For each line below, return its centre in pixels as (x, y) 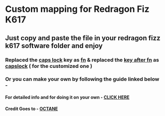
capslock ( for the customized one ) (49, 66)
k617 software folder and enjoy (54, 46)
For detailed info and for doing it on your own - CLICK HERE (67, 97)
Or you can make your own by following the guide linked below (82, 79)
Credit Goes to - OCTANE (32, 109)
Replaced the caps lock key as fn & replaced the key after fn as (82, 59)
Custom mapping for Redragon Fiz (77, 9)
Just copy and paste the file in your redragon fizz (83, 38)
